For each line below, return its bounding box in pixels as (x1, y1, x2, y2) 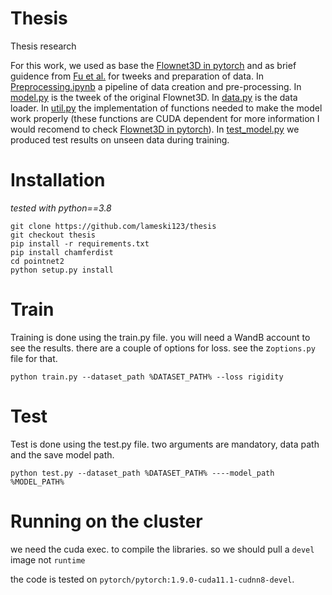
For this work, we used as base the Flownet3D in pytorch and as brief (10, 59, 297, 71)
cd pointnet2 (10, 256, 65, 266)
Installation (10, 169, 106, 192)
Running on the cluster (10, 510, 203, 532)
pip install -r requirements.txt (10, 238, 150, 249)
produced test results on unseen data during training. (10, 133, 230, 146)
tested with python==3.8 (10, 202, 112, 214)
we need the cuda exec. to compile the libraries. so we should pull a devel (10, 543, 315, 555)
